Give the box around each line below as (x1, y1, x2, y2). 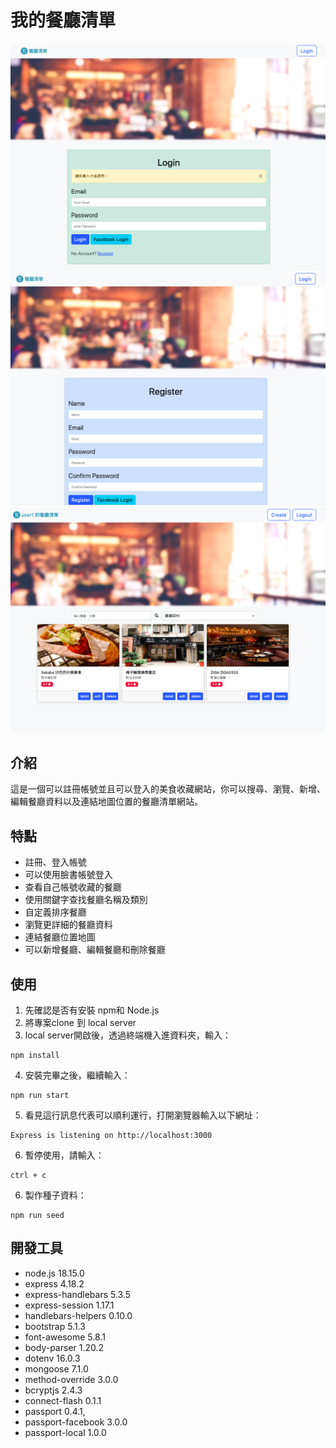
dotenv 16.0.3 (24, 1352, 81, 1364)
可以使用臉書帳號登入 (24, 869, 113, 881)
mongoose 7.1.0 (24, 1362, 89, 1375)
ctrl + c (10, 1170, 47, 1180)
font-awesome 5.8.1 (24, 1331, 106, 1343)
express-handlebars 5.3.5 (24, 1288, 132, 1300)
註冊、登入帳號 (24, 856, 87, 868)
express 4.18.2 (24, 1277, 85, 1290)
